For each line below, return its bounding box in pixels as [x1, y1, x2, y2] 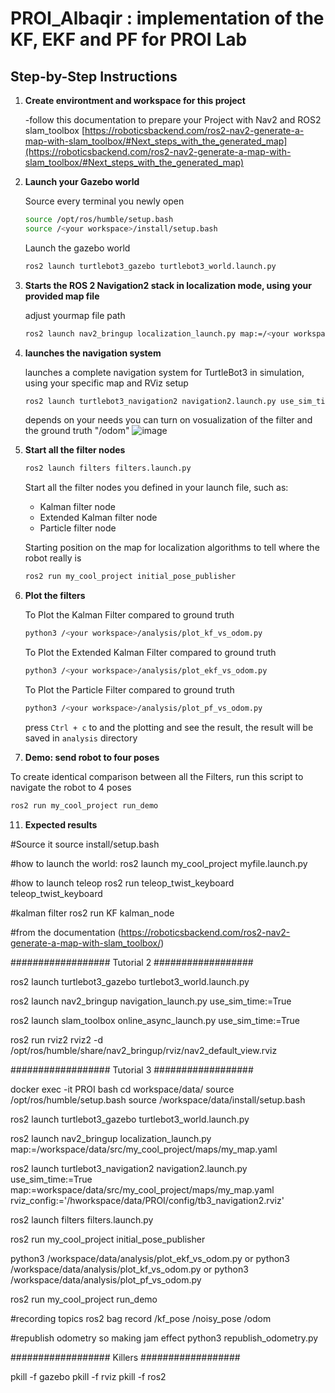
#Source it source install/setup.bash [10, 838, 160, 850]
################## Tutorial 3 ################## [10, 1063, 254, 1076]
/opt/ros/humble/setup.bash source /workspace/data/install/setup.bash [10, 1093, 306, 1106]
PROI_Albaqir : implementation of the [10, 7, 325, 30]
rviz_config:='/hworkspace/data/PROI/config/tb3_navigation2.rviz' [10, 1194, 285, 1206]
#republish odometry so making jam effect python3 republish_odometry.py [10, 1332, 319, 1344]
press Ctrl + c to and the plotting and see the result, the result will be [24, 721, 314, 733]
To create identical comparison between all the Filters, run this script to [10, 770, 304, 782]
